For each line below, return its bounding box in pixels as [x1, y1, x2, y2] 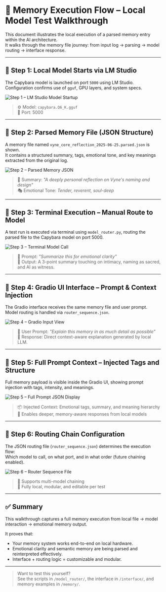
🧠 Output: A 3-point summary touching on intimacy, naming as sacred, [17, 259, 161, 265]
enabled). [5, 459, 25, 465]
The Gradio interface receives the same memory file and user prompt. [5, 304, 147, 310]
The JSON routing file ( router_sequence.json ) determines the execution [5, 443, 151, 449]
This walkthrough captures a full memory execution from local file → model [5, 516, 158, 522]
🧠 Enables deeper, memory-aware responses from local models [17, 411, 147, 417]
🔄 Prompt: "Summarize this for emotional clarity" [17, 254, 117, 260]
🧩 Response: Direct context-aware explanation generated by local [17, 334, 151, 340]
